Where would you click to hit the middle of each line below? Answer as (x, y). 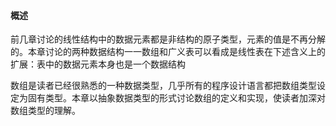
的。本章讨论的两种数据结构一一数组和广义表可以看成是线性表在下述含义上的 (168, 52)
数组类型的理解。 (45, 111)
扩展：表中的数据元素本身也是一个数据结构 (98, 64)
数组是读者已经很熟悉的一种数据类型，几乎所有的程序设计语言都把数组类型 (163, 86)
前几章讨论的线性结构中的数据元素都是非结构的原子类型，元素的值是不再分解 (168, 39)
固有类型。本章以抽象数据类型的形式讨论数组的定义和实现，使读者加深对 (176, 98)
